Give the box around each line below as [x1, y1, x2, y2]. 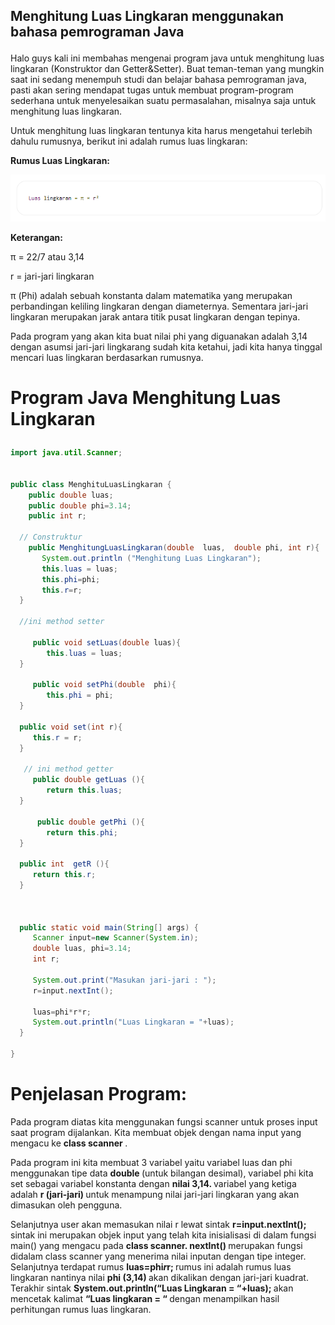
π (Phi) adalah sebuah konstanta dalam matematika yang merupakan [10, 289, 293, 301]
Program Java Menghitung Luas [10, 387, 282, 409]
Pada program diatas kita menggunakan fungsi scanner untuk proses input [10, 1115, 318, 1128]
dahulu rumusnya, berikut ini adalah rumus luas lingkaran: [10, 135, 248, 148]
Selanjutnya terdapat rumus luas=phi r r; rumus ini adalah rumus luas [10, 1260, 292, 1273]
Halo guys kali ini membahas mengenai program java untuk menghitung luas [10, 52, 325, 64]
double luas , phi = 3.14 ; [32, 944, 132, 954]
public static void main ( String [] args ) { [19, 922, 199, 933]
